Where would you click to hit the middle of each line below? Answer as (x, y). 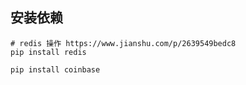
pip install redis (48, 52)
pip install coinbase (55, 69)
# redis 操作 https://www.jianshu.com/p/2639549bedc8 (123, 43)
